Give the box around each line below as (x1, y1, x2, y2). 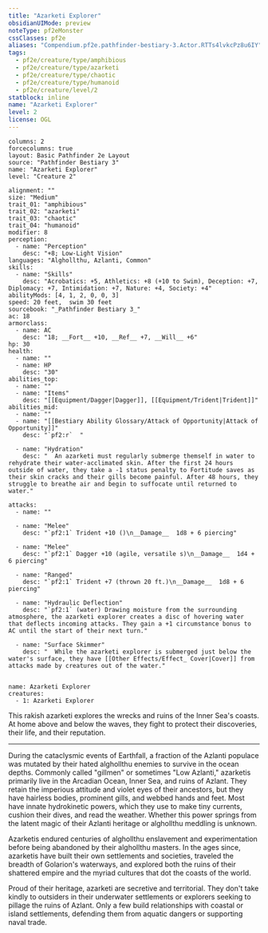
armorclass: (8, 319, 48, 328)
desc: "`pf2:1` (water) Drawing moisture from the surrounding (22, 605, 238, 613)
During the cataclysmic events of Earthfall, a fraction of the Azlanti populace (8, 750, 259, 760)
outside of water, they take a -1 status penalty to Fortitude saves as (8, 466, 255, 474)
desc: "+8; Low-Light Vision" (22, 249, 124, 257)
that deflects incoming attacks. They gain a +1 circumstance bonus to (8, 620, 251, 628)
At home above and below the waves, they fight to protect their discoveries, (8, 719, 258, 729)
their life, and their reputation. (8, 728, 106, 737)
